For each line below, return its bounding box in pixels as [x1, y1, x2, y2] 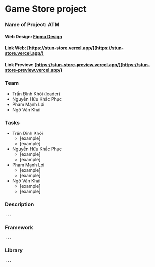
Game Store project [5, 3, 87, 15]
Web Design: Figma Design [5, 33, 62, 39]
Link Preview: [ [5, 61, 37, 68]
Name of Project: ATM [5, 21, 60, 28]
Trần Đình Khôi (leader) [12, 91, 61, 97]
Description [5, 201, 34, 208]
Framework [5, 224, 33, 231]
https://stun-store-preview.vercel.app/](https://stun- [36, 61, 150, 68]
